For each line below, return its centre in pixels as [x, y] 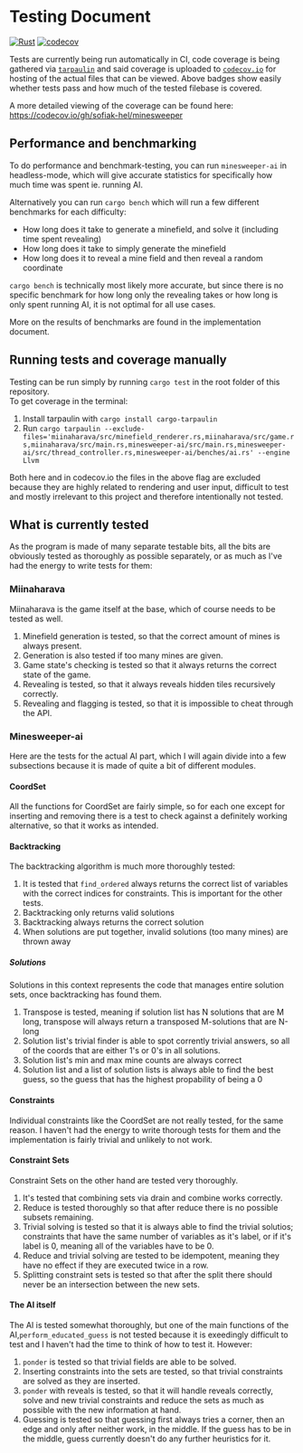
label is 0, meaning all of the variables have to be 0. [118, 1246]
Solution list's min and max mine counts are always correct [132, 1061]
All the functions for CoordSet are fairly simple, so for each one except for [147, 807]
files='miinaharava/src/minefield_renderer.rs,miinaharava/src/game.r [158, 437]
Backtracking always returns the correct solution [113, 922]
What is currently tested [79, 525]
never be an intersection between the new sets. [111, 1284]
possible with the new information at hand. [102, 1410]
